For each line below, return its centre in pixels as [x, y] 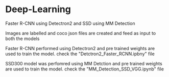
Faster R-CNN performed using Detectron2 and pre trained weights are [80, 48]
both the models [22, 38]
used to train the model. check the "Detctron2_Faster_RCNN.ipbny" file [80, 54]
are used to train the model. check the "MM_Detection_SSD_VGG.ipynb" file [85, 69]
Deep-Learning [38, 9]
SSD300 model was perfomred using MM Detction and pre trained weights [84, 63]
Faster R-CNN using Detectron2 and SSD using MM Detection [70, 23]
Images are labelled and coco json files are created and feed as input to [81, 33]
